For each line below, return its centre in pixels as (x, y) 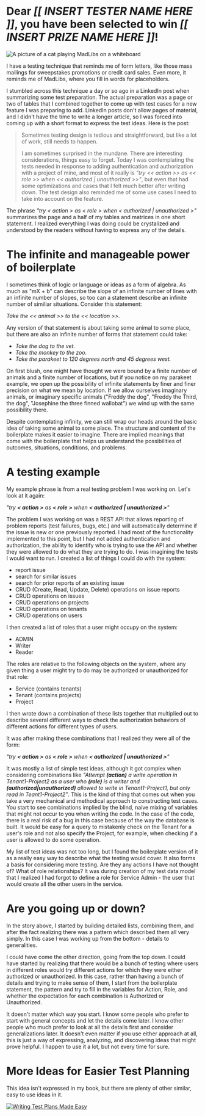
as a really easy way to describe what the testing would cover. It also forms (101, 858)
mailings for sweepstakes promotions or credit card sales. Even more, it (96, 72)
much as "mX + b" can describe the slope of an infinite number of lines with (102, 291)
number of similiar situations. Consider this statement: (74, 304)
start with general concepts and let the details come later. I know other (95, 1020)
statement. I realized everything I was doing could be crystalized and (93, 223)
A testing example (53, 472)
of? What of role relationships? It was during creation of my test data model (101, 871)
